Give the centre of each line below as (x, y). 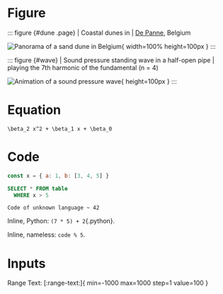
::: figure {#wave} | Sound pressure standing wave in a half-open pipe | (111, 60)
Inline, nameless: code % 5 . (46, 234)
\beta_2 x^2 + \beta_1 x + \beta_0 (60, 129)
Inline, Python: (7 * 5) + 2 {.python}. (61, 221)
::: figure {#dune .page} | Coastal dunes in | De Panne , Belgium (99, 33)
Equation (34, 110)
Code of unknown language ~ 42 (53, 208)
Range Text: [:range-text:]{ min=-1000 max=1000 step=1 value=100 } (108, 283)
